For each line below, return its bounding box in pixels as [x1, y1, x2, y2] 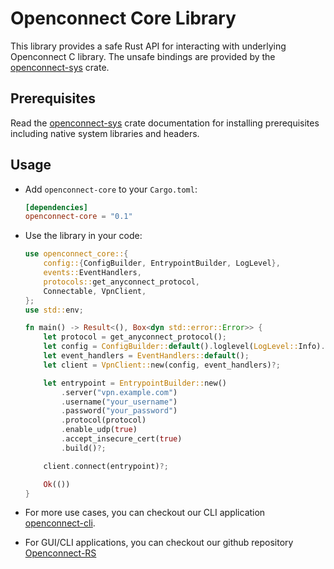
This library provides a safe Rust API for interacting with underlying [10, 40, 287, 52]
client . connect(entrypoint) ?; [43, 461, 169, 471]
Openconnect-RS [24, 547, 97, 559]
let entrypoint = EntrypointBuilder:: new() [43, 378, 227, 388]
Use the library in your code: [24, 230, 143, 242]
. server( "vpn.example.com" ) [61, 387, 178, 397]
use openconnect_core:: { [24, 249, 129, 259]
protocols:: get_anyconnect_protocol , [43, 277, 201, 287]
